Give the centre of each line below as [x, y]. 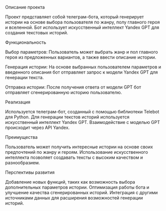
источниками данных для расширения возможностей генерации [74, 198]
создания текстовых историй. [37, 33]
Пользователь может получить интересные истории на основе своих [79, 147]
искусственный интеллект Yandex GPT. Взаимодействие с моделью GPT [83, 122]
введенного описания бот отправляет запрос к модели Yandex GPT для [82, 72]
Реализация [18, 102]
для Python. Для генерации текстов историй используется [67, 117]
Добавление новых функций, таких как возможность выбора [70, 182]
